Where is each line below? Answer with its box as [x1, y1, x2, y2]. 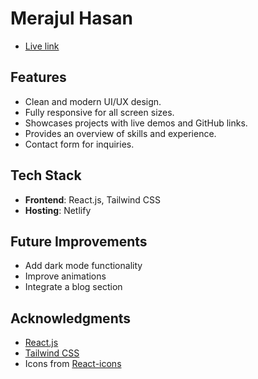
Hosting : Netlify [24, 204, 92, 216]
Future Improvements [10, 233, 148, 250]
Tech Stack [10, 167, 82, 184]
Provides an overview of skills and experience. [24, 127, 217, 139]
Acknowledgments [10, 310, 132, 327]
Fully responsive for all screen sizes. [24, 106, 175, 118]
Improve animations [24, 270, 107, 282]
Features [10, 69, 67, 86]
